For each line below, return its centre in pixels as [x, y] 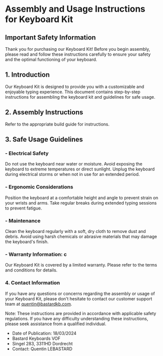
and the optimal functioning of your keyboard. [51, 59]
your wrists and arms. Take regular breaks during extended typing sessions [81, 203]
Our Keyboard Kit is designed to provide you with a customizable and [75, 86]
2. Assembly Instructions [44, 113]
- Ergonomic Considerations [39, 187]
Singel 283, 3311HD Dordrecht [42, 343]
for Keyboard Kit [39, 19]
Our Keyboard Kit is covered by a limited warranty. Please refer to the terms [81, 265]
